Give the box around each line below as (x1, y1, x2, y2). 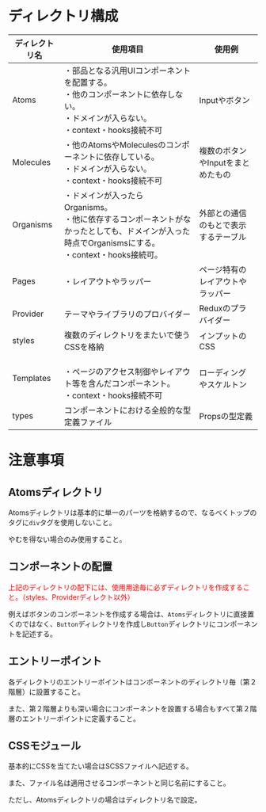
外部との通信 (199, 208, 247, 219)
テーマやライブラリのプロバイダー (63, 308, 192, 319)
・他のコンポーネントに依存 (63, 89, 168, 100)
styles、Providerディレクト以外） (25, 592, 135, 602)
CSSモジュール (8, 738, 82, 753)
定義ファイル (63, 417, 112, 428)
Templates (12, 372, 51, 383)
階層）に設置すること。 (8, 687, 85, 696)
